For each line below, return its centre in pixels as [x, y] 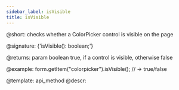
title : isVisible [28, 17]
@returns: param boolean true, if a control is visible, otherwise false [89, 57]
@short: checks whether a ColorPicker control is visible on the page [90, 34]
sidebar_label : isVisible [38, 12]
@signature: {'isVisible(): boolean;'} [50, 46]
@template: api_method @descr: [46, 80]
